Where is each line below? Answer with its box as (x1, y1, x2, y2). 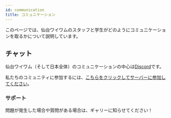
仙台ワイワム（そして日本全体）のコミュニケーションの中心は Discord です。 (5, 64, 164, 70)
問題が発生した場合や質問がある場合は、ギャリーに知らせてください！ (5, 107, 153, 113)
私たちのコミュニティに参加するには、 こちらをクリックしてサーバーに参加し (5, 74, 166, 81)
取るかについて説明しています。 (14, 33, 81, 39)
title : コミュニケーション (5, 12, 56, 17)
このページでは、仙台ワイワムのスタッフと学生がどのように (5, 26, 131, 33)
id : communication (5, 7, 44, 13)
